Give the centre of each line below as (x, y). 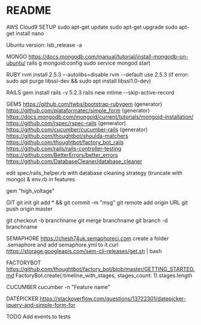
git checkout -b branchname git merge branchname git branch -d (87, 220)
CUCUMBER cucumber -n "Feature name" (58, 287)
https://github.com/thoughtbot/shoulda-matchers (67, 136)
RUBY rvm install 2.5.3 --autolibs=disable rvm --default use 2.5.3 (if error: (97, 74)
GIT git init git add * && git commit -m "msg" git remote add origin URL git (97, 202)
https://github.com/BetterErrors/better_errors (62, 155)
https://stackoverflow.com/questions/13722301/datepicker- (113, 298)
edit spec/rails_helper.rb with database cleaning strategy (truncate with (94, 173)
